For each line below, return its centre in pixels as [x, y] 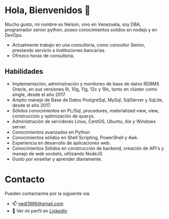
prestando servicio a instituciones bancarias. [59, 50]
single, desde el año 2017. [39, 94]
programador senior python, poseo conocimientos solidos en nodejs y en [81, 29]
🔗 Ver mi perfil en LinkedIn [40, 211]
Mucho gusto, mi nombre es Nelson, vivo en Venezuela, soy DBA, [73, 24]
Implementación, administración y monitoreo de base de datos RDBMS [86, 83]
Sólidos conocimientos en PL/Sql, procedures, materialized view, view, [86, 110]
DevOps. [14, 35]
